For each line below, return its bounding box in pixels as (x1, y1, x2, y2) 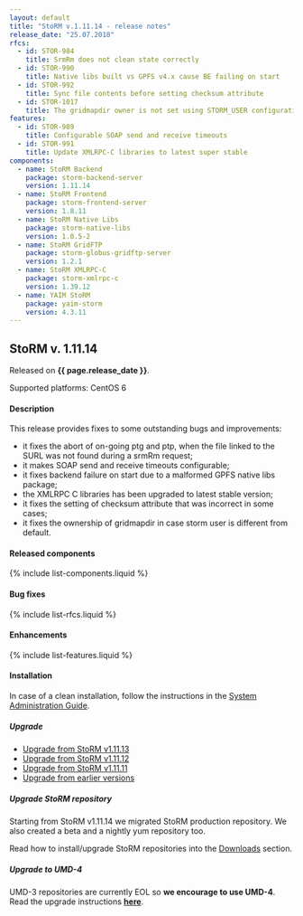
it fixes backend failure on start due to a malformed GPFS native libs (22, 469, 276, 480)
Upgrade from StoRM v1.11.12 (22, 753, 130, 764)
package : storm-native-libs (25, 223, 131, 232)
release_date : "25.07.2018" (9, 30, 115, 39)
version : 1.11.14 (25, 182, 91, 191)
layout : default (9, 13, 70, 23)
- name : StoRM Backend (17, 165, 103, 174)
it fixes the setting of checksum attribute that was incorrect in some (22, 498, 274, 509)
